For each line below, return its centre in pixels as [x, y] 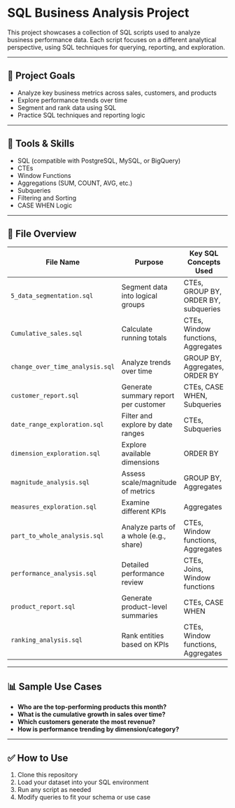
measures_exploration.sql [54, 507]
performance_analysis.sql [54, 574]
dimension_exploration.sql [56, 454]
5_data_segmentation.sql [52, 296]
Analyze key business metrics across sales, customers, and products [117, 93]
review [133, 582]
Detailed [135, 565]
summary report [148, 396]
